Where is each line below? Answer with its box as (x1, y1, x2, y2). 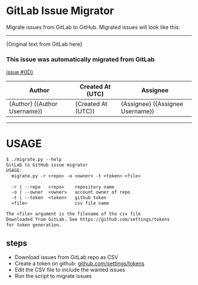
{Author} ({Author (9, 100, 58, 108)
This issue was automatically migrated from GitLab (6, 55, 155, 63)
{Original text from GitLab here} (6, 40, 82, 48)
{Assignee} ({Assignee (120, 100, 184, 108)
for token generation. (6, 222, 62, 228)
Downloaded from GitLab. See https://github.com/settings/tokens (6, 216, 170, 222)
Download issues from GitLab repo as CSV (14, 254, 118, 261)
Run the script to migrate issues (14, 273, 93, 280)
